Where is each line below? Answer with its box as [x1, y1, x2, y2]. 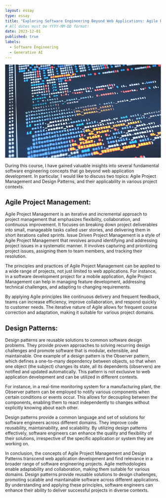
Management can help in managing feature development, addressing [5, 279, 146, 285]
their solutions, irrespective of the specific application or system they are [5, 435, 154, 441]
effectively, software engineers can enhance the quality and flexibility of [5, 430, 152, 436]
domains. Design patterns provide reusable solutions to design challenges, [5, 472, 157, 478]
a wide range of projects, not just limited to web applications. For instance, [5, 268, 157, 274]
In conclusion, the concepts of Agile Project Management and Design [5, 450, 147, 456]
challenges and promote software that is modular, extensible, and [5, 348, 138, 354]
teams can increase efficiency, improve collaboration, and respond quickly [5, 299, 157, 305]
